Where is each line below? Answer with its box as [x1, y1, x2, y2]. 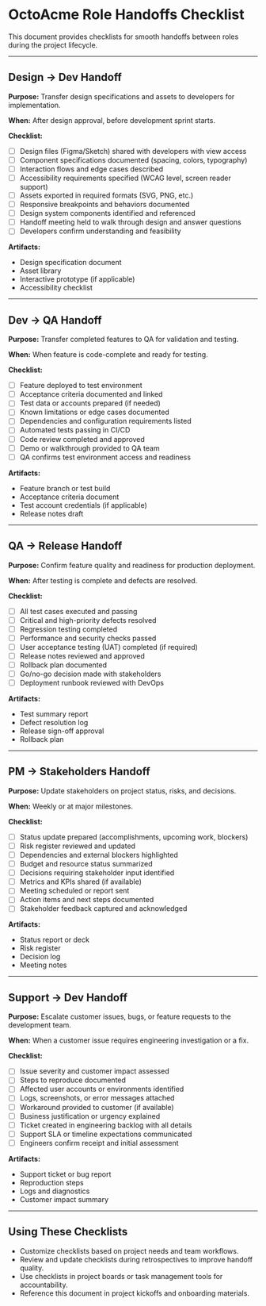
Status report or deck [19, 935, 89, 945]
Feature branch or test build [19, 483, 111, 493]
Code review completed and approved [19, 434, 145, 444]
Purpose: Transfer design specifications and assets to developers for [8, 91, 235, 101]
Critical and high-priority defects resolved [19, 615, 157, 624]
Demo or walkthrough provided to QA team [19, 443, 160, 453]
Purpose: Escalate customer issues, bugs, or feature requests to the [8, 1012, 231, 1021]
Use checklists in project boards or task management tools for [19, 1271, 223, 1281]
